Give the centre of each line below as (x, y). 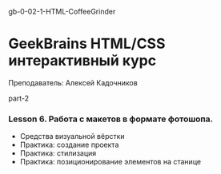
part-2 (19, 98)
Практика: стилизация (58, 153)
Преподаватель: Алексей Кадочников (73, 82)
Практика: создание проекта (69, 145)
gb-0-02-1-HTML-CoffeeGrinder (62, 12)
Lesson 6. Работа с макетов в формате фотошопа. (111, 119)
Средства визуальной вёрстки (72, 136)
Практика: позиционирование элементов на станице (110, 162)
